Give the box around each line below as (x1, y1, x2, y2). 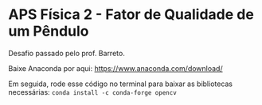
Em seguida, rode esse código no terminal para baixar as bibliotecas (8, 79, 233, 88)
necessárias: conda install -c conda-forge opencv (8, 87, 177, 96)
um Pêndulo (8, 22, 89, 40)
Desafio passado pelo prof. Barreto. (8, 48, 125, 58)
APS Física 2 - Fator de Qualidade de (8, 6, 255, 24)
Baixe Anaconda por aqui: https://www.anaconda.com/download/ (8, 63, 223, 73)
